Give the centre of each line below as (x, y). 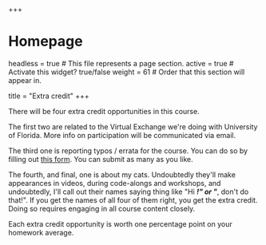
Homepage (46, 41)
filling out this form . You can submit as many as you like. (101, 159)
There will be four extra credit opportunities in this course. (104, 111)
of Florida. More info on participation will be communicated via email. (122, 135)
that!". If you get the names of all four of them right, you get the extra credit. (133, 200)
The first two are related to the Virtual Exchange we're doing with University (133, 126)
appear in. (25, 80)
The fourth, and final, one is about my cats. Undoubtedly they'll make (122, 174)
